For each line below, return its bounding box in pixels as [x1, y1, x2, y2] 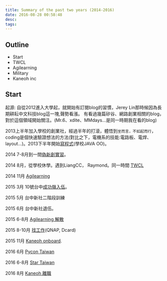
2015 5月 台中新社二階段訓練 [5, 194, 65, 201]
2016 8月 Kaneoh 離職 [5, 270, 52, 276]
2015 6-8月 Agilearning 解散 [5, 216, 64, 222]
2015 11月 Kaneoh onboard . [5, 237, 62, 244]
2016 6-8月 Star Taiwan [5, 259, 55, 265]
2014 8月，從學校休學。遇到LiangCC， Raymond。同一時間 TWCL [5, 162, 144, 168]
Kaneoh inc [12, 76, 37, 82]
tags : [5, 21, 17, 27]
